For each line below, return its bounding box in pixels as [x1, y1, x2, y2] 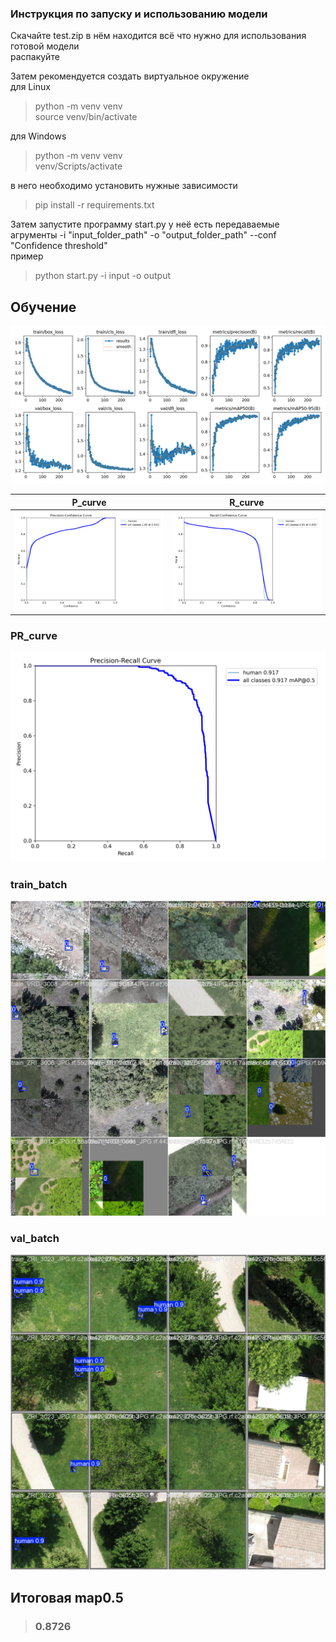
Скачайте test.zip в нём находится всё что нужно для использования [10, 30, 307, 42]
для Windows [10, 130, 67, 142]
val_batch [10, 1232, 60, 1246]
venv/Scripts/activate [34, 160, 123, 172]
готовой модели [10, 40, 80, 52]
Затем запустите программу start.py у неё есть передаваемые [10, 218, 280, 231]
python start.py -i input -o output [34, 270, 171, 282]
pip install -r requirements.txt [34, 199, 155, 211]
